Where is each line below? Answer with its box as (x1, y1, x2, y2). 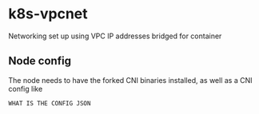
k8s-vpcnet (8, 5, 88, 23)
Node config (8, 54, 72, 68)
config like (8, 84, 43, 93)
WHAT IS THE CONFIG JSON (8, 99, 91, 108)
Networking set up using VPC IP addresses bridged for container (8, 31, 222, 41)
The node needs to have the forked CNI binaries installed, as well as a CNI (8, 75, 253, 85)
